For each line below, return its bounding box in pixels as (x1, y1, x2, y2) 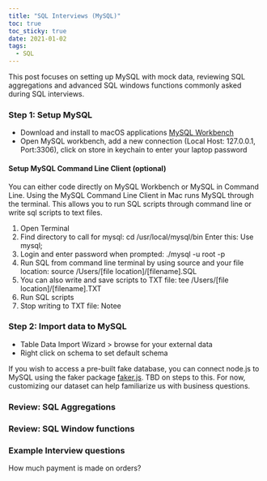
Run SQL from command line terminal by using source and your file (19, 257, 244, 268)
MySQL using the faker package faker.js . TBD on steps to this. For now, (8, 372, 246, 382)
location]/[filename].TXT (19, 283, 102, 293)
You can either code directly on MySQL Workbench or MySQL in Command (8, 182, 259, 191)
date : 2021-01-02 (8, 34, 67, 43)
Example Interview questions (8, 444, 125, 456)
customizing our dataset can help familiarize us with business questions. (8, 380, 251, 390)
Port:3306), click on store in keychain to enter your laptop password (19, 145, 248, 155)
